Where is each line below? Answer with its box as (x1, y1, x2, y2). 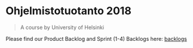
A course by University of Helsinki (20, 24, 105, 31)
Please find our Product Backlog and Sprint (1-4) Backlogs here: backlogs (5, 35, 188, 42)
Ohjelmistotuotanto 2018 (5, 4, 132, 18)
